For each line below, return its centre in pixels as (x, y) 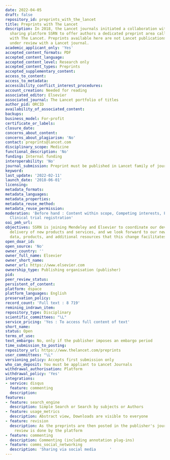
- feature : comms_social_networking (44, 445)
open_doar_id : (20, 241)
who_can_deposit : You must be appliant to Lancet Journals (69, 364)
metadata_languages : (27, 194)
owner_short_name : (25, 260)
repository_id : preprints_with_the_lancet (51, 19)
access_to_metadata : (27, 81)
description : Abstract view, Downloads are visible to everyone (79, 417)
